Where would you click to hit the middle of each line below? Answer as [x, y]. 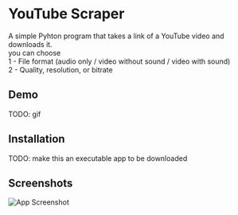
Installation [37, 139]
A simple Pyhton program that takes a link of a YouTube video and [116, 36]
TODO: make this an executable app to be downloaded [98, 158]
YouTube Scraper [66, 14]
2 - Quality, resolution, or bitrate [60, 69]
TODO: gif [25, 114]
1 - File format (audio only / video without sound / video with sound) [119, 61]
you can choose [35, 53]
